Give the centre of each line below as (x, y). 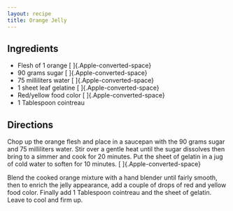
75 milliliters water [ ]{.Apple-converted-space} (85, 81)
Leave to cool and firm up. (45, 200)
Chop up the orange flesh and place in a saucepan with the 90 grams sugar (116, 142)
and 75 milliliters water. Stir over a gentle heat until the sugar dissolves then (116, 149)
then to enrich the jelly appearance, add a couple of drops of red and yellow (117, 185)
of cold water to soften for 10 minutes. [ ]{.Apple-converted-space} (104, 164)
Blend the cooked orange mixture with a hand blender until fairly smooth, (113, 178)
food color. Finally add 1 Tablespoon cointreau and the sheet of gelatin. (110, 193)
